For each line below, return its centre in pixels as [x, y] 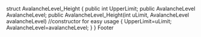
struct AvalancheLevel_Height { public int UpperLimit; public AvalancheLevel [101, 9]
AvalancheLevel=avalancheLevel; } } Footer [60, 27]
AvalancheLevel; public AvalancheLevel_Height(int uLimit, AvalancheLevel [98, 15]
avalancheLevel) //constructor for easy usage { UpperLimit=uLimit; [89, 21]
